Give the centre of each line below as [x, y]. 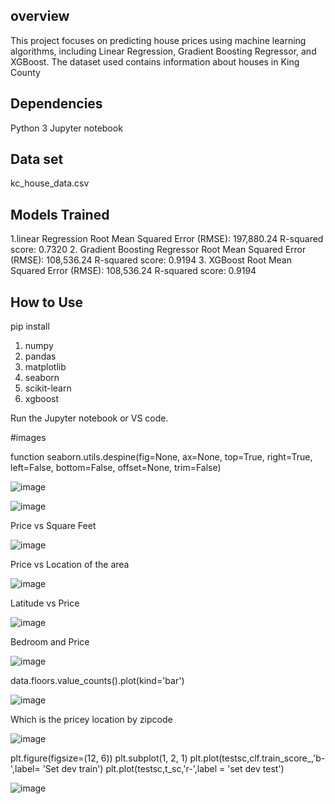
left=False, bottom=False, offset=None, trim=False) [116, 468]
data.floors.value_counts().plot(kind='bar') [97, 681]
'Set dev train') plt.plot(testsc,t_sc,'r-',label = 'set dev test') [163, 769]
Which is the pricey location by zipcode [91, 720]
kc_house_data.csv [50, 183]
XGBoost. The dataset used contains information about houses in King [155, 61]
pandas [40, 356]
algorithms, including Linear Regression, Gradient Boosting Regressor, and [163, 51]
